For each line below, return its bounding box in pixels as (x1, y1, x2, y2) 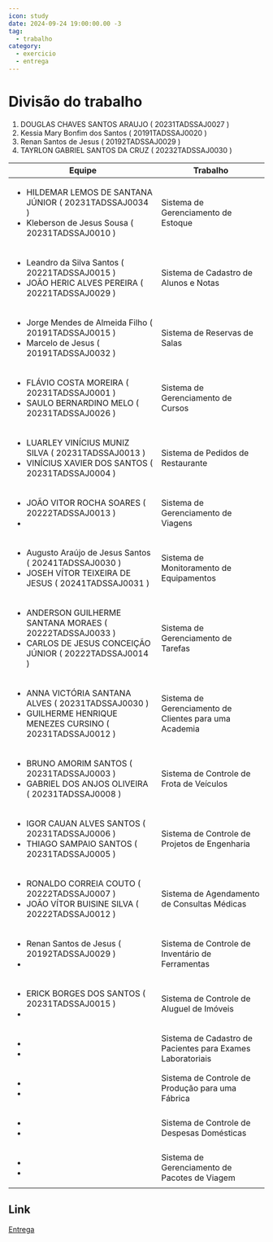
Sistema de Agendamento (161, 888, 260, 899)
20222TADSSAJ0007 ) (26, 888, 116, 899)
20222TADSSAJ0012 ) (26, 908, 116, 919)
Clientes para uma (161, 713, 231, 724)
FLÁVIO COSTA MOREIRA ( (26, 376, 129, 388)
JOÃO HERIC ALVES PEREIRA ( (26, 277, 144, 288)
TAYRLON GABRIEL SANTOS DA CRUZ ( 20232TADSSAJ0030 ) (19, 145, 233, 155)
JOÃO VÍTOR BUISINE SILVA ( (26, 897, 140, 909)
